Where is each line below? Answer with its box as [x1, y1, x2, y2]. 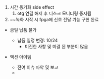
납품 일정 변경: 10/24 [17, 37, 58, 43]
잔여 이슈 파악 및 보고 [17, 64, 58, 70]
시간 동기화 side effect [9, 4, 54, 10]
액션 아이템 [9, 54, 32, 60]
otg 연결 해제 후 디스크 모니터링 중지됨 [17, 10, 92, 16]
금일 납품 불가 [9, 27, 37, 33]
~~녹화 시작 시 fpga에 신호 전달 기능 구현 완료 [9, 17, 99, 22]
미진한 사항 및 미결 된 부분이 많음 [24, 44, 88, 49]
